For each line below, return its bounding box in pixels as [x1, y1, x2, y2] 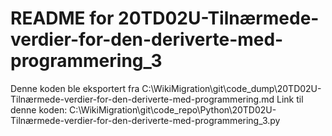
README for [10, 7, 115, 30]
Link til [276, 93, 304, 105]
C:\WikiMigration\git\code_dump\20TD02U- [141, 82, 322, 94]
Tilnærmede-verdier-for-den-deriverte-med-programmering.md [10, 93, 275, 105]
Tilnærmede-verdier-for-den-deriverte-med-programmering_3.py [10, 114, 281, 126]
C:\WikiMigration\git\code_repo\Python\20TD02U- [69, 103, 277, 116]
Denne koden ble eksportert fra [10, 82, 140, 94]
